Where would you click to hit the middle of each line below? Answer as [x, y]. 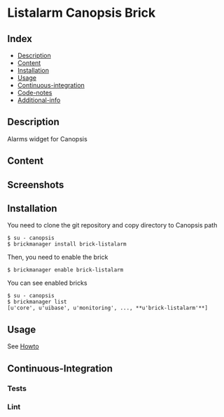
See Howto [23, 346]
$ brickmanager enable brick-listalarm [65, 270]
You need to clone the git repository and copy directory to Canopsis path [112, 225]
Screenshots [36, 184]
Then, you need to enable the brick [58, 257]
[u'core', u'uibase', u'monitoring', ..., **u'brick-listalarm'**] [108, 308]
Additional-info [39, 100]
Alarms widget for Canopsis [47, 139]
